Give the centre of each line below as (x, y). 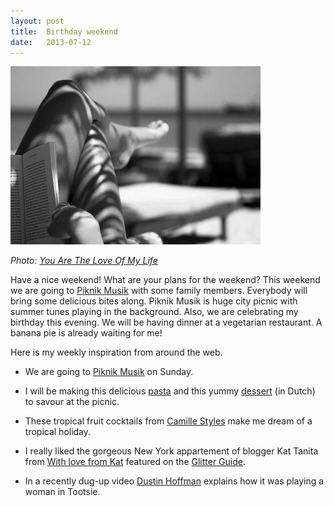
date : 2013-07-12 (51, 42)
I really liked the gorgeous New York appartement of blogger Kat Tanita (171, 451)
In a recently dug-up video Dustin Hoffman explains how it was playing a (174, 481)
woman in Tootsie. (62, 492)
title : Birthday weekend (64, 31)
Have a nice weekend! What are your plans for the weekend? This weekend (165, 280)
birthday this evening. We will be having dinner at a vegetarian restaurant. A (166, 322)
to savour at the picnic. (72, 402)
